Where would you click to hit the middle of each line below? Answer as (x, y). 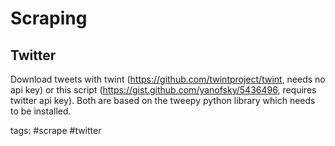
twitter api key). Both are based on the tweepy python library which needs (163, 100)
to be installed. (41, 111)
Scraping (49, 18)
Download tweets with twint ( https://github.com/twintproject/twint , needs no (168, 79)
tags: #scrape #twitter (56, 130)
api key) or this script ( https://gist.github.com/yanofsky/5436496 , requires (163, 90)
